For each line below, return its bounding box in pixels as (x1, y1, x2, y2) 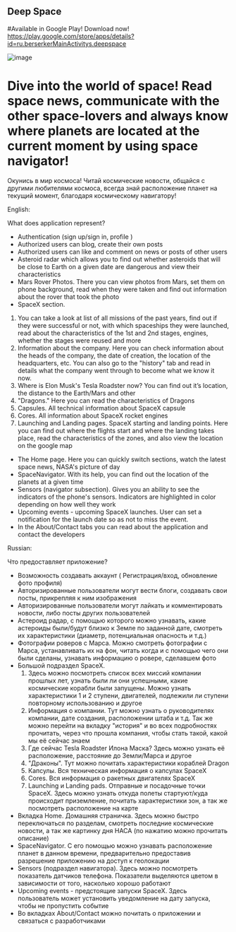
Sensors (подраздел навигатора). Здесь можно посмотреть (17, 863, 199, 872)
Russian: (7, 543, 32, 552)
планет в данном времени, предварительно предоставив (17, 849, 192, 857)
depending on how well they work (17, 500, 116, 508)
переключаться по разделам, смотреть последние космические (17, 819, 213, 827)
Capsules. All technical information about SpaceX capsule (17, 403, 186, 412)
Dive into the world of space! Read (7, 78, 213, 94)
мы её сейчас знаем (27, 736, 90, 745)
